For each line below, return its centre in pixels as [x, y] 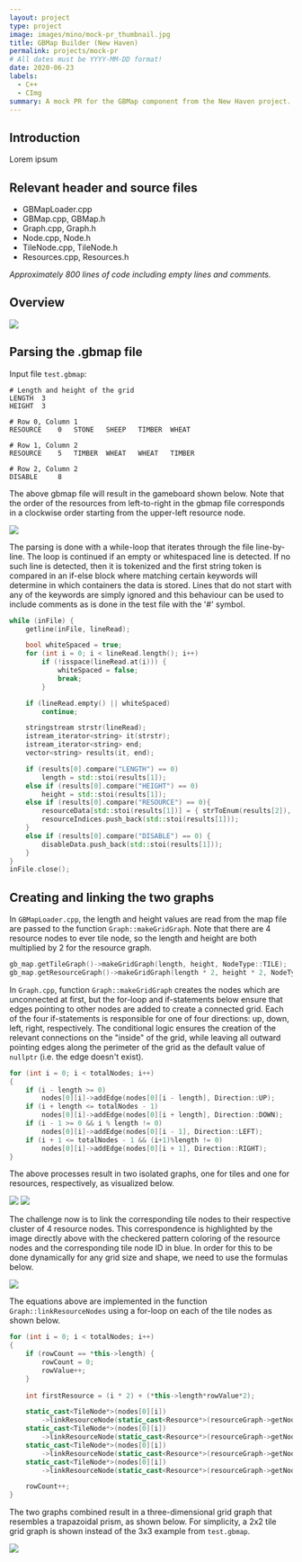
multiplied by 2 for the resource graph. [81, 948]
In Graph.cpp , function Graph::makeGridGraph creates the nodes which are [145, 989]
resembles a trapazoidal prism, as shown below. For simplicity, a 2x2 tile [143, 1522]
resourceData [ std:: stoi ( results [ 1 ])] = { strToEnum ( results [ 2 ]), [167, 811]
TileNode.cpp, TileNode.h [70, 247]
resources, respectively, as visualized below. [92, 1183]
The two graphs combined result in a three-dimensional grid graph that [141, 1513]
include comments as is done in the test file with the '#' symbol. [127, 604]
